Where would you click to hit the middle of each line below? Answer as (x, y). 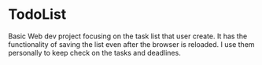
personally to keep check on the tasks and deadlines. (94, 52)
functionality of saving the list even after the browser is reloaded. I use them (131, 44)
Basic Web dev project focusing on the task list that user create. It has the (128, 36)
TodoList (37, 14)
